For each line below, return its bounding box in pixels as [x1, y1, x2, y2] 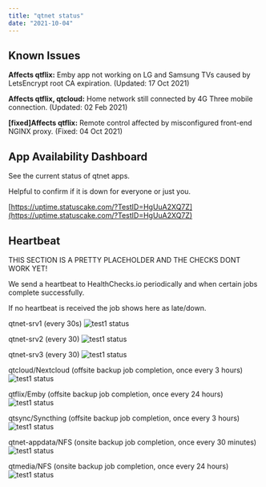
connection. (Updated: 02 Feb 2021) [8, 103, 128, 112]
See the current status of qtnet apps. [8, 171, 131, 181]
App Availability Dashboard [8, 150, 148, 163]
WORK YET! [8, 264, 48, 273]
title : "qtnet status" [8, 11, 84, 20]
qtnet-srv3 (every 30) [8, 349, 80, 359]
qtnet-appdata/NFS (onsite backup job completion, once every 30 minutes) [8, 437, 257, 447]
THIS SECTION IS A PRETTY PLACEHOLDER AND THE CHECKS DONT [8, 255, 241, 264]
